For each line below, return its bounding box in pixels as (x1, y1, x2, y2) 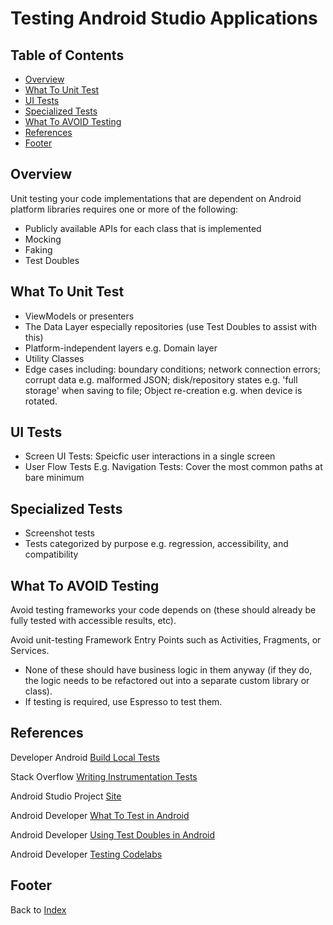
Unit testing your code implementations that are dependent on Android (10, 192, 302, 204)
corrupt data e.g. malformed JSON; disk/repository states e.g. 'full (24, 373, 298, 386)
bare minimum (24, 472, 85, 484)
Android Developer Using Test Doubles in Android (10, 828, 216, 841)
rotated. (24, 395, 58, 407)
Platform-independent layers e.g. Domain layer (24, 342, 218, 354)
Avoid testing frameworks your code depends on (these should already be (10, 604, 317, 616)
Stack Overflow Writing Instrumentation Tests (10, 770, 198, 782)
